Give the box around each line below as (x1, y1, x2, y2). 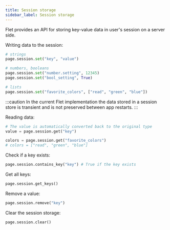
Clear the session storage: (5, 209, 61, 216)
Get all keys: (5, 171, 32, 177)
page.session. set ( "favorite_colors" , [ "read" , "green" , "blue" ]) (5, 89, 147, 94)
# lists (5, 84, 22, 90)
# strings (5, 52, 27, 57)
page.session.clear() (5, 219, 52, 225)
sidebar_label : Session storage (5, 12, 74, 17)
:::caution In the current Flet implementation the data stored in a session (5, 99, 157, 105)
